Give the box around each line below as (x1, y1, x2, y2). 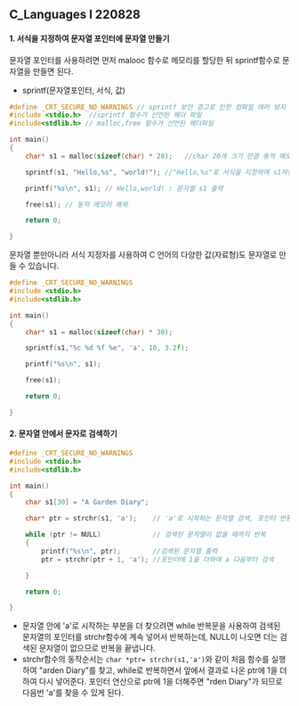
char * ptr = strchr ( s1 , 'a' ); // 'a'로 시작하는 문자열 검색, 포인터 (25, 514, 276, 523)
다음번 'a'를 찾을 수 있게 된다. (21, 687, 125, 698)
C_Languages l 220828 (9, 7, 141, 22)
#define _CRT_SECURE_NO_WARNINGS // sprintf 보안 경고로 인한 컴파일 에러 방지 (9, 103, 287, 111)
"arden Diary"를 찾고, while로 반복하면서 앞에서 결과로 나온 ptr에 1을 (38, 665, 279, 676)
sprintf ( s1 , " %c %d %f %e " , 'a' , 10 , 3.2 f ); (25, 343, 190, 353)
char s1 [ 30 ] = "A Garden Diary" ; (25, 498, 149, 507)
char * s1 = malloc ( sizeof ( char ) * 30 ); (25, 327, 174, 337)
